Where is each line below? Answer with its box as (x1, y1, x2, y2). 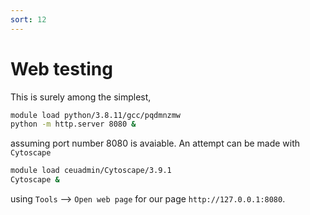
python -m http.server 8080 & (10, 119, 137, 130)
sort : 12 (10, 14, 47, 25)
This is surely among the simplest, (10, 91, 152, 103)
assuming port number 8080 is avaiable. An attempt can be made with (10, 137, 301, 150)
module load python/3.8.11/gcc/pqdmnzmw (10, 110, 182, 120)
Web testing (10, 57, 113, 80)
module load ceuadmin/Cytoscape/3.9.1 (10, 166, 172, 176)
